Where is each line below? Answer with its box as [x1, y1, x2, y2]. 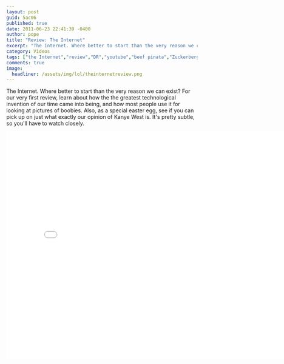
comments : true [6, 59, 45, 66]
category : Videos [6, 49, 50, 55]
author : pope [6, 32, 39, 38]
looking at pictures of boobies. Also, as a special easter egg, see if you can [6, 107, 194, 114]
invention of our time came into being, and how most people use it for [6, 101, 180, 108]
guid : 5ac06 [6, 15, 36, 21]
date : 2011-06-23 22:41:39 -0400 [6, 25, 91, 32]
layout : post [6, 8, 39, 15]
